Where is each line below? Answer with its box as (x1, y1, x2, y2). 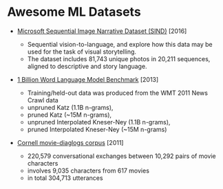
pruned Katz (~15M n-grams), (27, 111, 112, 119)
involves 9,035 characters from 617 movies (27, 166, 150, 175)
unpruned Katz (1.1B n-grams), (27, 103, 114, 111)
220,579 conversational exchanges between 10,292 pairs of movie (27, 152, 216, 160)
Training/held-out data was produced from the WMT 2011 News (27, 89, 209, 97)
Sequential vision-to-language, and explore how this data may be (27, 40, 213, 48)
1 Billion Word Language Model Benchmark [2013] (17, 75, 159, 83)
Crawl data (27, 96, 59, 104)
